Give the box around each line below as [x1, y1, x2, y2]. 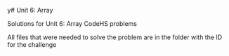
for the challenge [7, 41, 57, 48]
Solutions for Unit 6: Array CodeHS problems [7, 20, 137, 27]
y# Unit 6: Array [7, 6, 53, 14]
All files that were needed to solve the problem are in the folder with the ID [7, 33, 223, 41]
